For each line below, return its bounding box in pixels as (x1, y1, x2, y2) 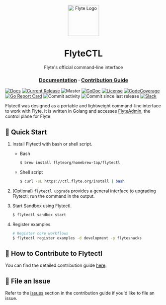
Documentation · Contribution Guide (39, 76, 128, 83)
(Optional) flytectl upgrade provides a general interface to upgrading (12, 188, 156, 194)
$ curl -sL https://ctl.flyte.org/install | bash (19, 179, 125, 184)
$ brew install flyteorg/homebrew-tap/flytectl (19, 160, 120, 165)
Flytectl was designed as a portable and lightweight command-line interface (5, 103, 162, 109)
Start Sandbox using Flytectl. (12, 203, 72, 209)
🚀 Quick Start (5, 128, 47, 136)
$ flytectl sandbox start (12, 212, 66, 217)
